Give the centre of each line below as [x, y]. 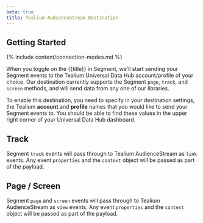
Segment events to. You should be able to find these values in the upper [97, 113]
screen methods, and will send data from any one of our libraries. [88, 89]
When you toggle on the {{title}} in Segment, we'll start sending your [92, 69]
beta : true [20, 12]
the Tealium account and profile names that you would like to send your [97, 107]
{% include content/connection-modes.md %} [65, 57]
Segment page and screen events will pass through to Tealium [83, 200]
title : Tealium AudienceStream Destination [62, 18]
